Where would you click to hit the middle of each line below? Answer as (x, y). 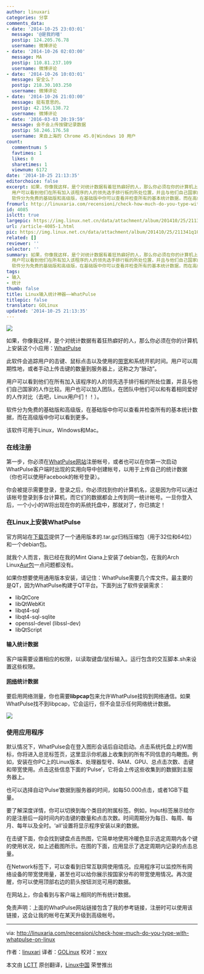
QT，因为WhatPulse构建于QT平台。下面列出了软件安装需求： (88, 585)
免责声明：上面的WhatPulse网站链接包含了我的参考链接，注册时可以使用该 (100, 908)
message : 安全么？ (33, 80)
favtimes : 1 (27, 153)
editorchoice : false (32, 182)
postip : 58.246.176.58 (40, 131)
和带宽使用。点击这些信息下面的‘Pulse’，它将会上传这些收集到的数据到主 (97, 769)
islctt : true (23, 215)
